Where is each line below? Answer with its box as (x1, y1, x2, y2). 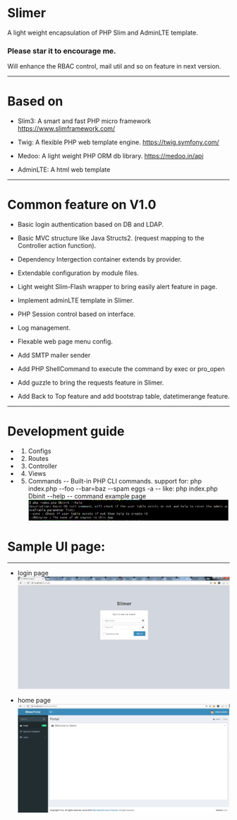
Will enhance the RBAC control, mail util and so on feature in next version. (7, 62, 221, 71)
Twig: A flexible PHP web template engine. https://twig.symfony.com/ (17, 138, 220, 146)
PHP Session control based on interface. (17, 310, 135, 319)
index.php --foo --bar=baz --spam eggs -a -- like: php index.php (28, 484, 218, 493)
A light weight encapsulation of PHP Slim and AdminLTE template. (7, 28, 199, 37)
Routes (28, 455, 49, 463)
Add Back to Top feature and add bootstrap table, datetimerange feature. (17, 392, 230, 401)
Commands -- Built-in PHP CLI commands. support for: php (28, 477, 202, 486)
